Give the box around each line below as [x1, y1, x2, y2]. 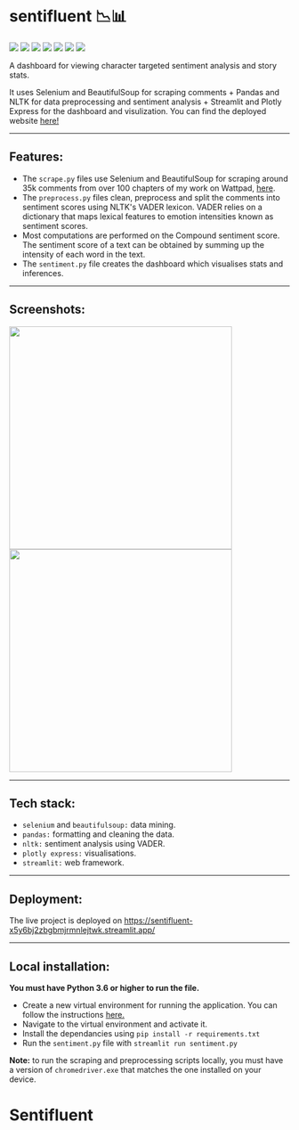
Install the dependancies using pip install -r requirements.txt [21, 1028, 261, 1038]
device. [9, 1074, 36, 1085]
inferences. [21, 267, 64, 278]
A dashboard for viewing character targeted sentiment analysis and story [9, 60, 278, 70]
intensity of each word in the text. [21, 249, 146, 259]
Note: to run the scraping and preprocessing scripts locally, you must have [9, 1055, 284, 1065]
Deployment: [9, 891, 83, 906]
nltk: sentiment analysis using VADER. [21, 839, 166, 849]
